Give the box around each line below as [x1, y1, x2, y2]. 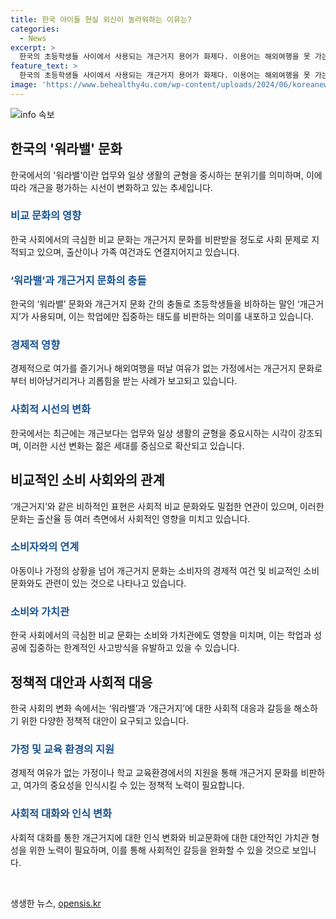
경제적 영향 [10, 338, 61, 352]
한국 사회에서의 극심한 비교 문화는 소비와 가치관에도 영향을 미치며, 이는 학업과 [10, 629, 312, 641]
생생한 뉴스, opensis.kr [10, 897, 102, 909]
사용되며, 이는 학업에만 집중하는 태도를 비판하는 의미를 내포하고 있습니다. [31, 311, 315, 323]
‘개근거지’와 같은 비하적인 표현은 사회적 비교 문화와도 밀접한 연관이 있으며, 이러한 [10, 500, 325, 512]
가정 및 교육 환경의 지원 [10, 742, 115, 756]
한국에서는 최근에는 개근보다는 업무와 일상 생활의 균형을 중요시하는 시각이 [10, 427, 297, 439]
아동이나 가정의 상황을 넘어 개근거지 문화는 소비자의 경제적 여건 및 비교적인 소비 [10, 564, 320, 576]
